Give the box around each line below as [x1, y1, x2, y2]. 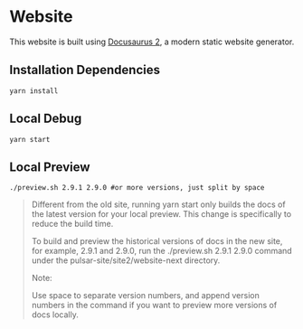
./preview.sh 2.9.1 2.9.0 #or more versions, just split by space [9, 183, 265, 193]
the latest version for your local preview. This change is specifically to [31, 209, 292, 220]
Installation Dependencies [9, 62, 161, 78]
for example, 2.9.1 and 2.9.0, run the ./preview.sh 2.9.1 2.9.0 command [31, 246, 292, 257]
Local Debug [9, 111, 82, 127]
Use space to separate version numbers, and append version [31, 290, 260, 301]
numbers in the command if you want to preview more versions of [31, 300, 278, 311]
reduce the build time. [31, 219, 114, 230]
